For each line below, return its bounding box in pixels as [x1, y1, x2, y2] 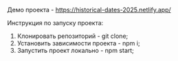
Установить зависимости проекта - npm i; [16, 39, 140, 47]
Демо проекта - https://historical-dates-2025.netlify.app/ [7, 6, 172, 14]
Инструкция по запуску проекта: [7, 19, 104, 26]
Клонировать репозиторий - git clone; [16, 32, 129, 40]
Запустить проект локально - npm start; [16, 47, 134, 54]
